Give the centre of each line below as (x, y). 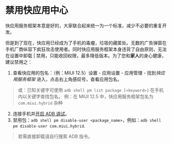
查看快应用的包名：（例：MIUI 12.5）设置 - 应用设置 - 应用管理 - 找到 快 (87, 73)
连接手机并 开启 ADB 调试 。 (41, 113)
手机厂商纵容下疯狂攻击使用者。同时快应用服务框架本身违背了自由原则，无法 (86, 49)
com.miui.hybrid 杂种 (40, 103)
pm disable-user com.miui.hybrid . (49, 126)
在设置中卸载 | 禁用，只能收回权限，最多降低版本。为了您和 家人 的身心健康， (86, 55)
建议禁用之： (19, 62)
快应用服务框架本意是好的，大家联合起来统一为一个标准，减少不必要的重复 (84, 26)
